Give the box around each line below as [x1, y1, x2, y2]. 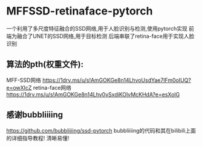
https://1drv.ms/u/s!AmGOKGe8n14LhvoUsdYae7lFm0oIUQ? [42, 77, 192, 84]
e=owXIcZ [6, 84, 32, 91]
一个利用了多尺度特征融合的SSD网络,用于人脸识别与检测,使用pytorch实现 [6, 25, 187, 32]
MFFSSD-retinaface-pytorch [6, 4, 153, 18]
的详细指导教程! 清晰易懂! [6, 134, 70, 142]
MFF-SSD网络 [6, 77, 41, 84]
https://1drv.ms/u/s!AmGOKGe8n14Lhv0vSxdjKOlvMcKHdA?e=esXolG [6, 90, 180, 98]
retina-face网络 [33, 84, 71, 91]
